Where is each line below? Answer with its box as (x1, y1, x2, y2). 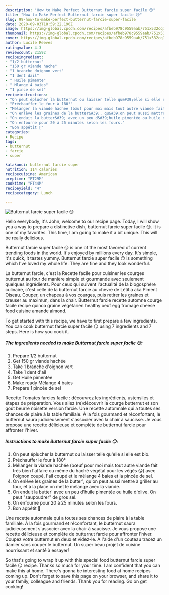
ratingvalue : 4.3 (5, 45, 42, 50)
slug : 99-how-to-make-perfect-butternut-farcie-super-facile (5, 17, 136, 22)
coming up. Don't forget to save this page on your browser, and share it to (5, 573, 158, 579)
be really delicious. (5, 235, 44, 241)
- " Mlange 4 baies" (5, 82, 49, 87)
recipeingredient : (5, 54, 44, 60)
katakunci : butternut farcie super (5, 162, 80, 167)
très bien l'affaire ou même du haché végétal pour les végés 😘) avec (12, 467, 156, 473)
